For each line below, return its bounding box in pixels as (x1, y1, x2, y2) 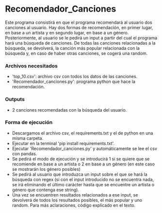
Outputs (5, 96, 25, 103)
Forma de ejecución (5, 119, 53, 126)
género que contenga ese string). (12, 187, 79, 193)
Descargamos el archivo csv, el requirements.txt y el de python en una (12, 130, 153, 136)
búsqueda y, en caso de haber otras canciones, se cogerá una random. (5, 50, 148, 56)
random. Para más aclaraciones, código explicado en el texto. (12, 202, 136, 208)
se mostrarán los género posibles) (12, 166, 81, 172)
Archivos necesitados (5, 62, 58, 69)
